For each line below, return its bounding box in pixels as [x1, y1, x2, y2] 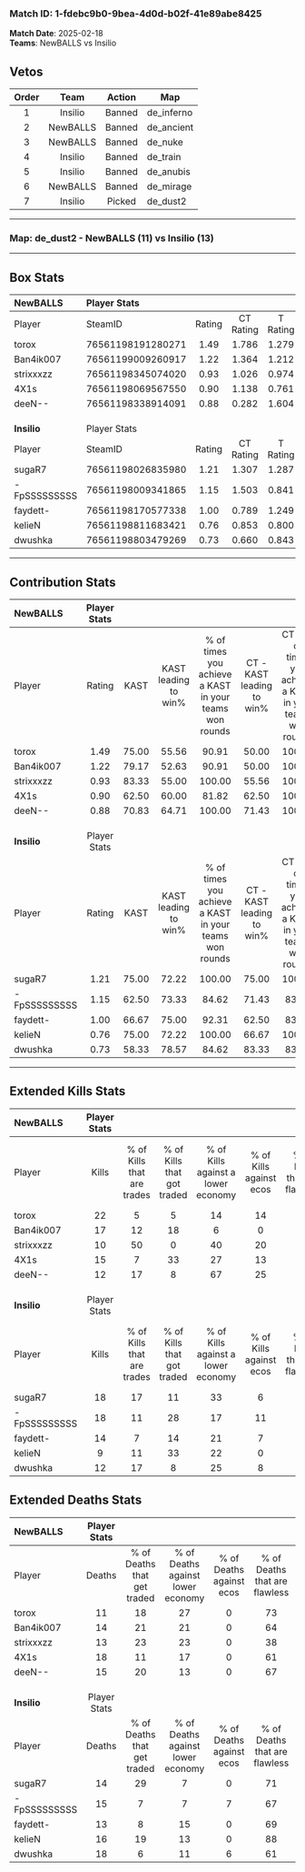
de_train [146, 151, 182, 164]
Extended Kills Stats [9, 1083, 126, 1099]
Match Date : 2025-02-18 [9, 28, 103, 39]
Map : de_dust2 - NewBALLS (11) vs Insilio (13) [9, 232, 215, 245]
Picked [107, 195, 136, 207]
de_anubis [146, 166, 191, 178]
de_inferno [146, 106, 193, 119]
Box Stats [9, 269, 65, 285]
